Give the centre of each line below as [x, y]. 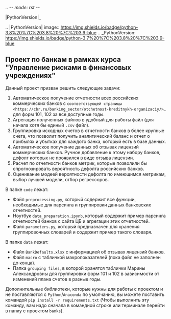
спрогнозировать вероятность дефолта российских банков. [78, 168]
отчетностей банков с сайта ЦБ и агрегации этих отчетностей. [81, 221]
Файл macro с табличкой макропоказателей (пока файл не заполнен [87, 257]
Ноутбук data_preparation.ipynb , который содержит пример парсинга [89, 216]
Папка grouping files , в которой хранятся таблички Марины [79, 268]
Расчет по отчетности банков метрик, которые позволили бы [80, 163]
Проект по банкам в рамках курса [63, 60]
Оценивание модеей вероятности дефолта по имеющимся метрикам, [89, 174]
